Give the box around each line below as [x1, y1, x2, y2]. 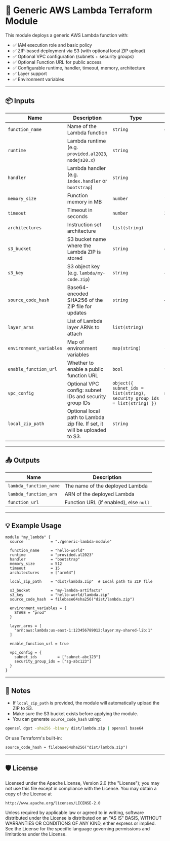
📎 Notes [5, 686, 31, 695]
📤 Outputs [5, 456, 40, 465]
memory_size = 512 [10, 562, 62, 567]
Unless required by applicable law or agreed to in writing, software [5, 809, 144, 816]
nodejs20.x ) [67, 156, 95, 163]
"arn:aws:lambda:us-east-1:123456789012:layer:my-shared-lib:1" [14, 628, 153, 633]
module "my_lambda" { [5, 535, 51, 540]
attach [67, 330, 82, 337]
